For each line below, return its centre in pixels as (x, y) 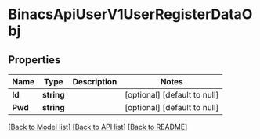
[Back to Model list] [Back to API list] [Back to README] (98, 127)
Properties (34, 60)
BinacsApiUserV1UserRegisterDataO (130, 14)
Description (95, 82)
